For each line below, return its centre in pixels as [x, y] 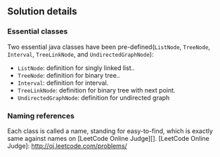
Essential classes [38, 32]
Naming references [41, 116]
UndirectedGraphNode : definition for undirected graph [93, 97]
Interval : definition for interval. [63, 83]
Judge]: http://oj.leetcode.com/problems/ [67, 146]
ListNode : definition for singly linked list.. [76, 68]
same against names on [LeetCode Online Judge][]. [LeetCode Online [108, 138]
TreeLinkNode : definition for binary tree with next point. [96, 90]
